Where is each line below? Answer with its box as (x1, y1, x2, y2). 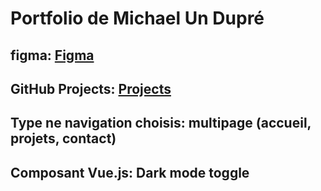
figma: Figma (10, 47, 95, 64)
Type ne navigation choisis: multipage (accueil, (10, 115, 312, 132)
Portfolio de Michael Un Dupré (10, 7, 265, 30)
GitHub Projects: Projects (10, 80, 172, 97)
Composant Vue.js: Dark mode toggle (10, 164, 250, 181)
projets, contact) (10, 130, 117, 147)
